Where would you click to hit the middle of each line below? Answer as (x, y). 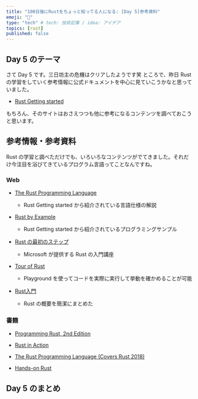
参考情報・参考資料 (41, 141)
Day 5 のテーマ (33, 59)
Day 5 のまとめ (33, 388)
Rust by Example (35, 217)
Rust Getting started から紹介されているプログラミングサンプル (100, 229)
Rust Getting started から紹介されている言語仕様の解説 (90, 205)
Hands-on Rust (33, 368)
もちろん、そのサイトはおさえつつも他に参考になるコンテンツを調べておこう (99, 113)
